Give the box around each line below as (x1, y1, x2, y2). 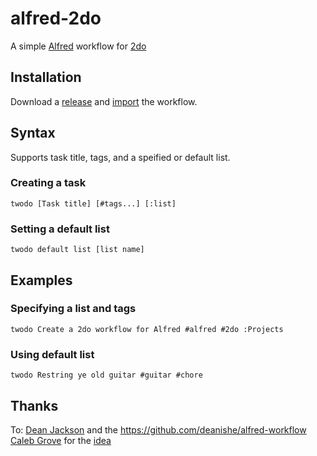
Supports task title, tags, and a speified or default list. (10, 151, 231, 163)
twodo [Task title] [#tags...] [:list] (10, 198, 177, 209)
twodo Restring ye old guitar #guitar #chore (10, 370, 203, 381)
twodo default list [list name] (10, 245, 145, 255)
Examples (10, 272, 73, 289)
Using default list (10, 347, 95, 361)
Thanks (10, 397, 59, 414)
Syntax (10, 125, 56, 142)
